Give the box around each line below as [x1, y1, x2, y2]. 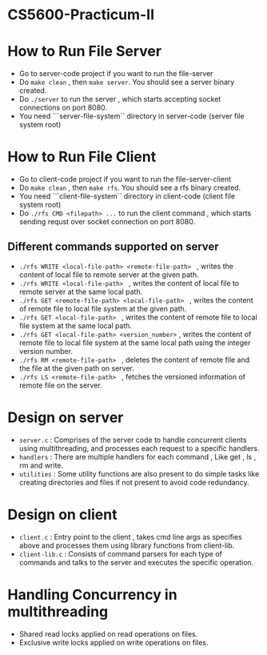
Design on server [7, 408, 124, 427]
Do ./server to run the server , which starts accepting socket [18, 94, 221, 104]
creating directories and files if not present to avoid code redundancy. [18, 477, 249, 487]
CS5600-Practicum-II [7, 6, 155, 24]
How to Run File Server [7, 42, 161, 61]
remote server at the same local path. [18, 287, 143, 296]
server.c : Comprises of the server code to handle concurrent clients [18, 435, 247, 444]
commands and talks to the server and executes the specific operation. [18, 557, 254, 567]
